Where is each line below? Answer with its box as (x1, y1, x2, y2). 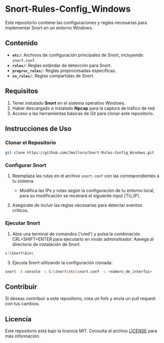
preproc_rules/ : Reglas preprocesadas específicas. (12, 68, 117, 73)
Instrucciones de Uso (5, 124, 72, 133)
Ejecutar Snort (5, 220, 40, 227)
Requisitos (5, 87, 38, 95)
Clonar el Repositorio (5, 139, 56, 146)
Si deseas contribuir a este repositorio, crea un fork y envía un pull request (5, 296, 156, 301)
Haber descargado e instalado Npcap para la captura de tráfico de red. (12, 105, 156, 111)
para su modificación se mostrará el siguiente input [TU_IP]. (19, 193, 141, 199)
